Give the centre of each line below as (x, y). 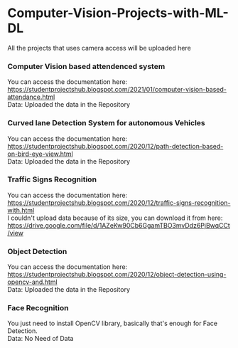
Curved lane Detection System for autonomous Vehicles (106, 123)
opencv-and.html (33, 282)
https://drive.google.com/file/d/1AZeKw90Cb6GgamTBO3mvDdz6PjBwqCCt (119, 225)
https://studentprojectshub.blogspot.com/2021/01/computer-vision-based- (117, 90)
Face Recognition (38, 308)
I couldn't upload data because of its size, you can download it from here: (115, 218)
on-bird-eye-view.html (40, 154)
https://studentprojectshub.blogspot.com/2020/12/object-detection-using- (117, 275)
